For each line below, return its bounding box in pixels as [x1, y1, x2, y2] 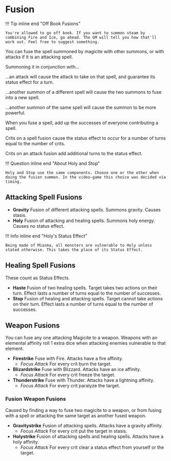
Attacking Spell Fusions [5, 193, 82, 202]
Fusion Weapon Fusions [5, 396, 67, 403]
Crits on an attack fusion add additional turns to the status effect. [5, 150, 143, 157]
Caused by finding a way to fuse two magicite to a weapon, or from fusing [5, 407, 162, 413]
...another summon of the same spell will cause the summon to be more [5, 104, 156, 111]
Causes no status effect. [12, 223, 65, 229]
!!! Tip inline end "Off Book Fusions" [5, 20, 81, 27]
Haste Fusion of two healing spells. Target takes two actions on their [12, 284, 158, 291]
